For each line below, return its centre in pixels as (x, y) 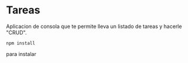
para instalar (21, 54)
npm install (21, 43)
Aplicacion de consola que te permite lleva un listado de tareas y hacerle (94, 26)
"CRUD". (16, 32)
